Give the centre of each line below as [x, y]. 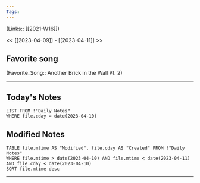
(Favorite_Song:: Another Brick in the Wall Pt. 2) [65, 73]
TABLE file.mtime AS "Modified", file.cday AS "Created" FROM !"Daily [96, 148]
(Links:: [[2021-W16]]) [33, 29]
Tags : [13, 12]
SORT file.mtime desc [33, 169]
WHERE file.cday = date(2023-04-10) [51, 116]
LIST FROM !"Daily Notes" [38, 111]
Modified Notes [35, 134]
